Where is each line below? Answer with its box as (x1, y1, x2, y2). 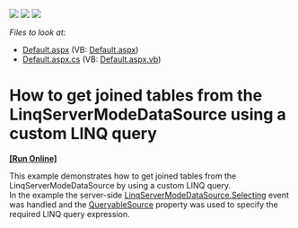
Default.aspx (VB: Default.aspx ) (22, 45, 139, 55)
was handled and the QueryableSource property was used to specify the (9, 198, 278, 210)
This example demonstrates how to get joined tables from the (9, 171, 237, 181)
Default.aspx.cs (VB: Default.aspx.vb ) (22, 54, 162, 65)
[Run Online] (9, 153, 57, 163)
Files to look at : (9, 27, 66, 38)
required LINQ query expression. (9, 208, 130, 219)
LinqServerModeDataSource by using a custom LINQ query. (9, 180, 232, 190)
